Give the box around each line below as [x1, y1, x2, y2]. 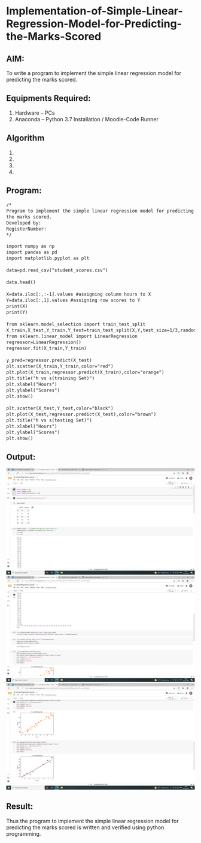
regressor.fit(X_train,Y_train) [6, 345, 87, 352]
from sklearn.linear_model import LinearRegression [6, 333, 138, 340]
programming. [6, 830, 41, 837]
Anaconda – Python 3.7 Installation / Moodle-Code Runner [14, 115, 159, 122]
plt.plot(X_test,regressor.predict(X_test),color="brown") [6, 411, 157, 418]
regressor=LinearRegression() [6, 339, 82, 346]
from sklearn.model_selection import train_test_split [6, 321, 146, 328]
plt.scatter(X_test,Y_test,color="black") [6, 405, 114, 412]
